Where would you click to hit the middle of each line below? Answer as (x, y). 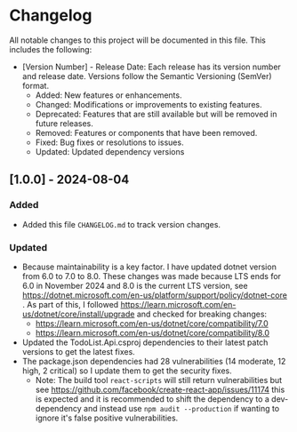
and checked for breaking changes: (202, 314)
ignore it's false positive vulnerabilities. (107, 418)
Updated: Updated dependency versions (110, 151)
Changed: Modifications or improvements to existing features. (148, 104)
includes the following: (51, 49)
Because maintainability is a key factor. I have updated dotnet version (149, 267)
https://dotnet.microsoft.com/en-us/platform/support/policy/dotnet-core (154, 295)
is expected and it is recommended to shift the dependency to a (152, 399)
